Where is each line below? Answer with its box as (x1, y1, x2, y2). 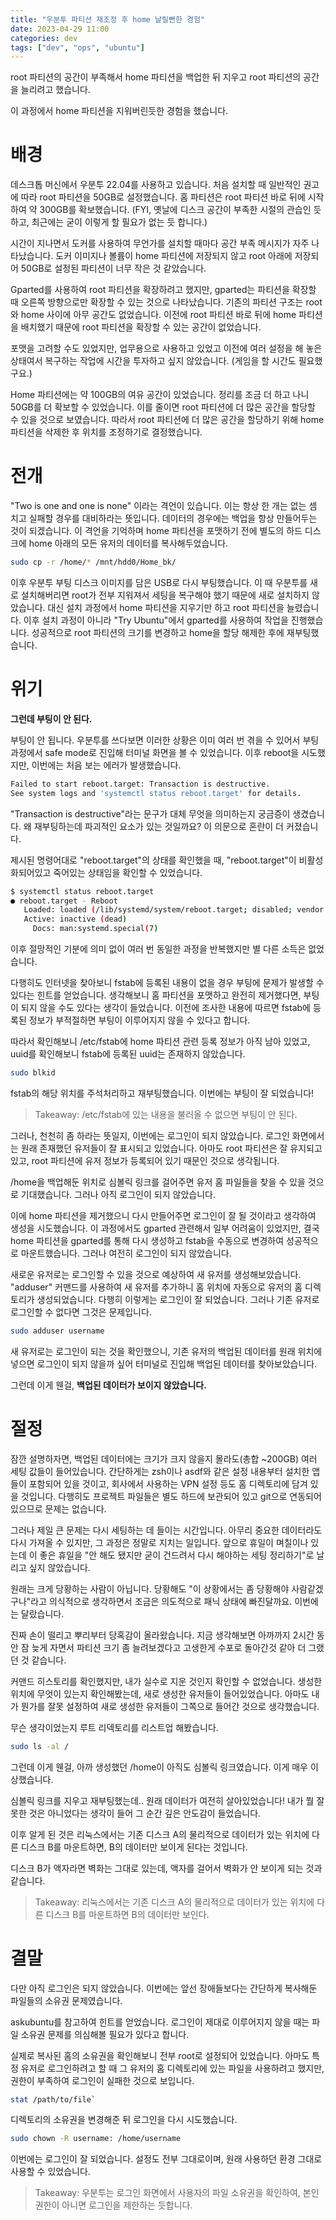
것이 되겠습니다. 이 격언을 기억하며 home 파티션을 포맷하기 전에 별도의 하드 (10, 525, 303, 537)
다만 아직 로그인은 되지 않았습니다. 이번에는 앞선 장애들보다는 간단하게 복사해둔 (10, 1982, 318, 1994)
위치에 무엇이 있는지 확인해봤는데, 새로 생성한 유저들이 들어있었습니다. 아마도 (10, 1687, 310, 1700)
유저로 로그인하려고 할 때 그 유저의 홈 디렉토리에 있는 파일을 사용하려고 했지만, (20, 2062, 325, 2074)
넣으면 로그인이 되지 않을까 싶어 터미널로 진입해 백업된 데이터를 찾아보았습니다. (10, 1357, 318, 1370)
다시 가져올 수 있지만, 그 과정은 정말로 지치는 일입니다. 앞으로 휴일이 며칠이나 (10, 1536, 309, 1548)
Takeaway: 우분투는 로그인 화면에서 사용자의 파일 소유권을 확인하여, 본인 (34, 2187, 320, 2199)
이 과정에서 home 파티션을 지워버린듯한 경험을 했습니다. (10, 105, 229, 117)
